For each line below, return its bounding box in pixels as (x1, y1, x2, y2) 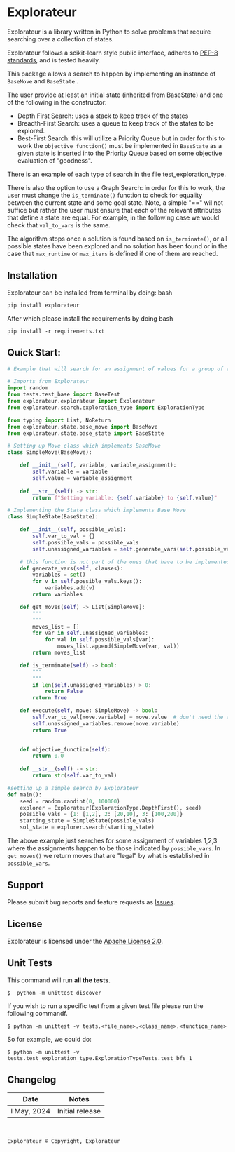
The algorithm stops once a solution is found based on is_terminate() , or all (7, 234, 227, 243)
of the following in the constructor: (7, 98, 107, 106)
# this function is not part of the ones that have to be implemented (20, 558, 230, 565)
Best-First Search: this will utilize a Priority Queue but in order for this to (17, 134, 225, 142)
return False (44, 688, 83, 695)
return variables (32, 591, 83, 598)
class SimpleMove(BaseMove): (7, 449, 92, 456)
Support (7, 879, 44, 891)
